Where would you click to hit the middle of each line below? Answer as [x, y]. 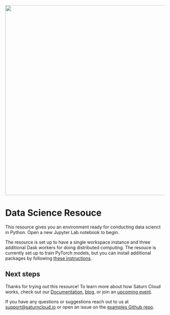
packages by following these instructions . [49, 258]
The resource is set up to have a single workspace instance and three [78, 242]
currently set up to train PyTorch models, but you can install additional [78, 253]
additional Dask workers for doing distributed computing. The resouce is [81, 247]
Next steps [23, 274]
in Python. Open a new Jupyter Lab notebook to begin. [62, 232]
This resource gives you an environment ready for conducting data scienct [83, 227]
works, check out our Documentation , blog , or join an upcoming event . [79, 292]
